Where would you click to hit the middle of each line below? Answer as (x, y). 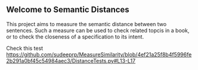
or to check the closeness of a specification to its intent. (75, 36)
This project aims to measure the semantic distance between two (86, 24)
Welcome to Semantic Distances (68, 10)
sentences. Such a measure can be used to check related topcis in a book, (98, 30)
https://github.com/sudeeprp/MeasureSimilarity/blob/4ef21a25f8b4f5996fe (99, 54)
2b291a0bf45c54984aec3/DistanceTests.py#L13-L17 (71, 61)
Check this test (25, 48)
